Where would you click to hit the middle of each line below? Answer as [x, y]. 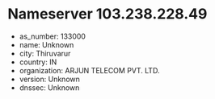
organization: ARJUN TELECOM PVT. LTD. [89, 70]
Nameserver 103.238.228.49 [107, 14]
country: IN [38, 62]
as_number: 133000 [53, 36]
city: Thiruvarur [45, 53]
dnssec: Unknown [49, 87]
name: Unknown [46, 44]
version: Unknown [49, 79]
